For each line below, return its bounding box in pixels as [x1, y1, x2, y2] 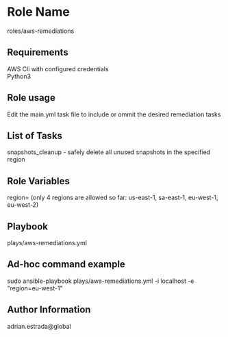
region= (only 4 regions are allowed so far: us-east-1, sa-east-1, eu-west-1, [7, 193, 218, 202]
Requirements [7, 47, 68, 58]
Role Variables [7, 175, 70, 187]
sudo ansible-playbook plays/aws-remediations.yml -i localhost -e [7, 277, 194, 285]
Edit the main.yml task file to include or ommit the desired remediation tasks [7, 110, 221, 118]
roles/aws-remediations [7, 27, 75, 35]
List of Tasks [7, 129, 63, 141]
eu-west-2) [7, 201, 39, 209]
